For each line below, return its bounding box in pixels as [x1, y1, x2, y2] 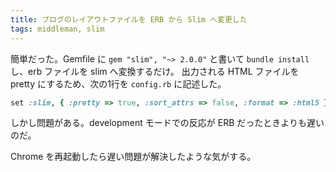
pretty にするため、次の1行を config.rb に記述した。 [10, 77, 227, 90]
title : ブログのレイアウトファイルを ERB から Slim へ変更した [10, 14, 248, 25]
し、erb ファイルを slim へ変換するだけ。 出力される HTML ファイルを [10, 65, 300, 77]
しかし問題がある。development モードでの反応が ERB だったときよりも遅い [10, 117, 325, 129]
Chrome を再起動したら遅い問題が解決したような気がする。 [10, 151, 257, 163]
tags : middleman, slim [10, 24, 105, 34]
